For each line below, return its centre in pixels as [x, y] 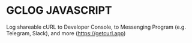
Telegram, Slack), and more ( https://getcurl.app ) [66, 33]
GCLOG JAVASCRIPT [59, 10]
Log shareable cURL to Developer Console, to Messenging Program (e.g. [96, 27]
